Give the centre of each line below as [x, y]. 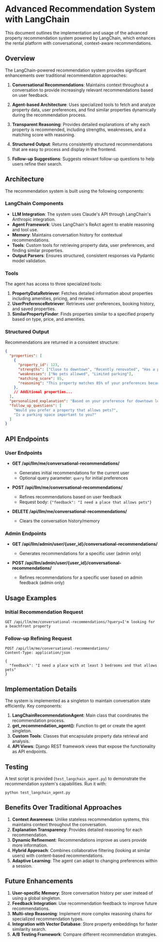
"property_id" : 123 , [39, 365]
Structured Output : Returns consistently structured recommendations [82, 144]
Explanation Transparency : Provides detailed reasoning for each [77, 830]
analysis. [21, 741]
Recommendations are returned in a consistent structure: [62, 342]
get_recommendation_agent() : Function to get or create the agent [79, 726]
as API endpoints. [30, 752]
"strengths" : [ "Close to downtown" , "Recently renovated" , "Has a [86, 369]
